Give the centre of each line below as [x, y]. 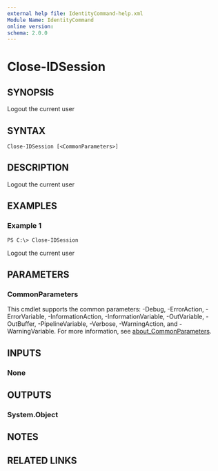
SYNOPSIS [31, 92]
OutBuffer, [22, 324]
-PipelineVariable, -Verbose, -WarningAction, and [108, 324]
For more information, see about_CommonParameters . [135, 331]
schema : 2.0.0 [28, 33]
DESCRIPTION [38, 167]
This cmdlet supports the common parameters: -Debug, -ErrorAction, [106, 309]
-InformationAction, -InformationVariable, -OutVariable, [126, 317]
